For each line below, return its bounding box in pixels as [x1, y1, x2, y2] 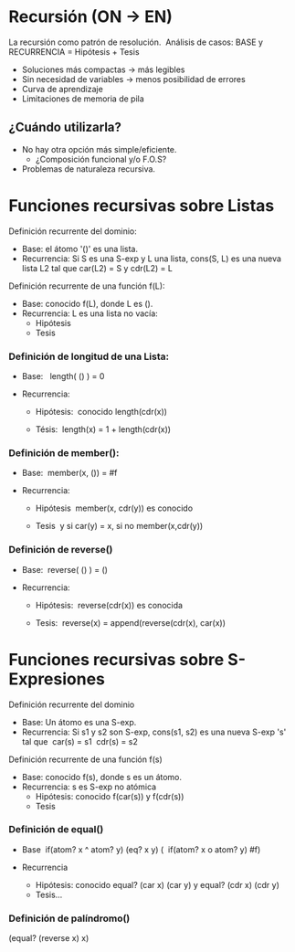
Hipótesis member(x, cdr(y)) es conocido [35, 502, 194, 513]
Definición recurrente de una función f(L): [8, 280, 165, 291]
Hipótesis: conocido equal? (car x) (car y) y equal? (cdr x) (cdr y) [35, 879, 279, 890]
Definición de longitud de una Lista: [8, 350, 170, 363]
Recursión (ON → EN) [8, 6, 173, 27]
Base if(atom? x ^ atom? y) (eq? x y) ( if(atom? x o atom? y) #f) [21, 843, 261, 855]
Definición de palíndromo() [8, 912, 131, 925]
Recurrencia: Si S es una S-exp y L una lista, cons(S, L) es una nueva [21, 253, 282, 264]
